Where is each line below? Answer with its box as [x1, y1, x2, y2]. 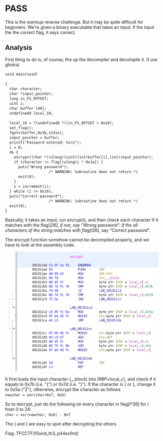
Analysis [5, 43, 33, 52]
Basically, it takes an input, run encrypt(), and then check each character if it [5, 217, 159, 222]
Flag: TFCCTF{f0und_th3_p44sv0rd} [5, 430, 79, 437]
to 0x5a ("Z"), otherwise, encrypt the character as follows [5, 386, 121, 393]
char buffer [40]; [9, 106, 47, 111]
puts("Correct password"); [9, 194, 64, 199]
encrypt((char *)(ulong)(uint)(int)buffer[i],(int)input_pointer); [14, 155, 153, 160]
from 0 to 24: [5, 406, 32, 412]
